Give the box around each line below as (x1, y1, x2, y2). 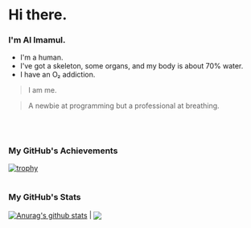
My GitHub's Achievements (8, 145, 118, 156)
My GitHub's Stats (8, 192, 82, 203)
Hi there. (8, 6, 68, 24)
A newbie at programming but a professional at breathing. (27, 101, 220, 110)
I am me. (27, 85, 58, 95)
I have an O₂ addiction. (19, 70, 96, 80)
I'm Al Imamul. (8, 35, 66, 46)
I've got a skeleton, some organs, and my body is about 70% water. (19, 61, 244, 71)
